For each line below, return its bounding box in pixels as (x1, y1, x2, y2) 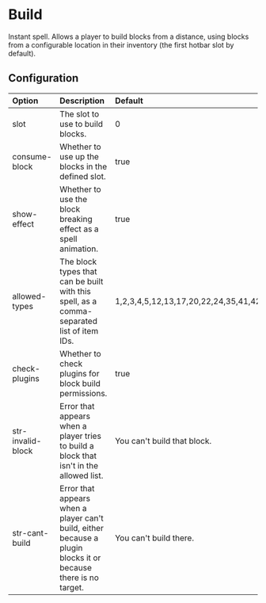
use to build (59, 118, 104, 129)
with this (59, 285, 91, 296)
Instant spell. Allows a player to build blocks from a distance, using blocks (8, 32, 249, 41)
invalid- (12, 435, 42, 446)
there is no (59, 572, 99, 583)
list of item (59, 325, 99, 336)
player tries (59, 430, 101, 441)
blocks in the (59, 161, 108, 172)
